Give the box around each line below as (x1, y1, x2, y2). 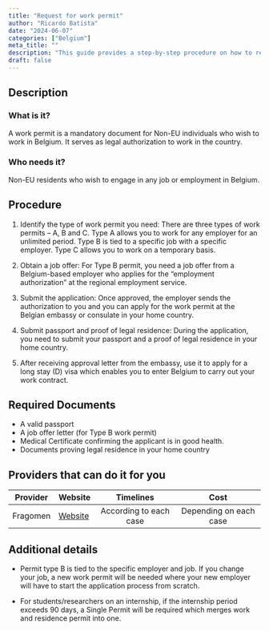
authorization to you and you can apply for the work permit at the (19, 301, 235, 311)
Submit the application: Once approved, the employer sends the (19, 293, 231, 303)
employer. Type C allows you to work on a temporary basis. (19, 245, 216, 255)
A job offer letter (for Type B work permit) (19, 428, 158, 437)
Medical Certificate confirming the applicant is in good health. (19, 436, 224, 446)
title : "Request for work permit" (8, 11, 124, 20)
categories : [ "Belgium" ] (8, 34, 91, 42)
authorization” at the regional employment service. (19, 277, 187, 287)
